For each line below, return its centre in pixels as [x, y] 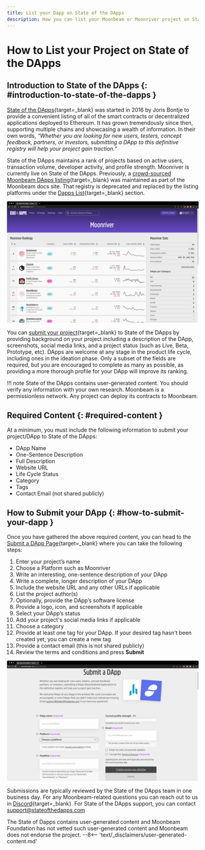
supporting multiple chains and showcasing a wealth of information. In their [101, 129]
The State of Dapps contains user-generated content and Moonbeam [94, 822]
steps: [15, 550]
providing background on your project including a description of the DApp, [100, 339]
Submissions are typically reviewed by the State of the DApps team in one [99, 791]
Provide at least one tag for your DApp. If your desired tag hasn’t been [104, 633]
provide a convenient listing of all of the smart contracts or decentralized [98, 116]
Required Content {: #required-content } [85, 415]
